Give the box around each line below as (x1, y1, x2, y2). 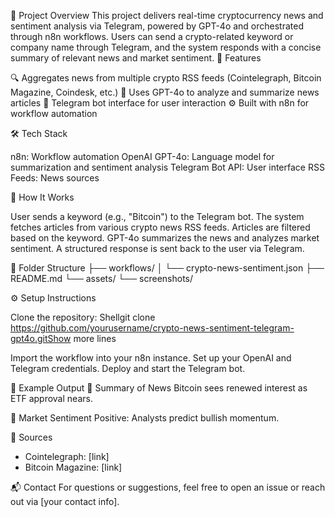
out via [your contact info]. (10, 496, 120, 507)
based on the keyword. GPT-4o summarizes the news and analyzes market (10, 232, 320, 244)
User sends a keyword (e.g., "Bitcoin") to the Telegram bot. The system (10, 211, 305, 222)
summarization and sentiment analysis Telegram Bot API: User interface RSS (10, 161, 325, 173)
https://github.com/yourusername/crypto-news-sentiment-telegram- (10, 322, 295, 334)
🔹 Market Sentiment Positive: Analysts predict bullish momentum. (10, 412, 280, 424)
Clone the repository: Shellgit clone (10, 311, 156, 323)
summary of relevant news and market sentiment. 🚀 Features (10, 52, 262, 64)
